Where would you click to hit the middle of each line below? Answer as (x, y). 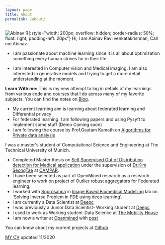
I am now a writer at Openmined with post (55, 218)
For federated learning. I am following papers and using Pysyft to (79, 120)
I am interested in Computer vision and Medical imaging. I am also (80, 68)
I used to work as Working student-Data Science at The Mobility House (85, 213)
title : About (19, 14)
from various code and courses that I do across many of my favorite (75, 94)
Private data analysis (34, 135)
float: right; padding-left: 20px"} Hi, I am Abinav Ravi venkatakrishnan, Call (82, 38)
